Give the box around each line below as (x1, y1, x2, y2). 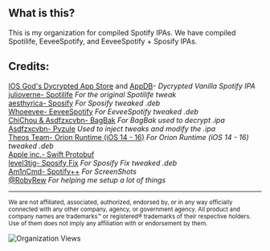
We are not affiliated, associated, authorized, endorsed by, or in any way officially (8, 198, 233, 206)
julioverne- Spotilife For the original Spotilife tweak (8, 89, 177, 99)
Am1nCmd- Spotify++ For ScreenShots (8, 167, 137, 176)
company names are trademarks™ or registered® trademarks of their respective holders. (8, 212, 252, 220)
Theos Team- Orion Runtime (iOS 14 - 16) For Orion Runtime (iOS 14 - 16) (8, 132, 249, 142)
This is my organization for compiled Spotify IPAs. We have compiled (8, 27, 236, 37)
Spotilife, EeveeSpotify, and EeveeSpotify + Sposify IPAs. (8, 36, 198, 46)
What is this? (8, 6, 76, 20)
